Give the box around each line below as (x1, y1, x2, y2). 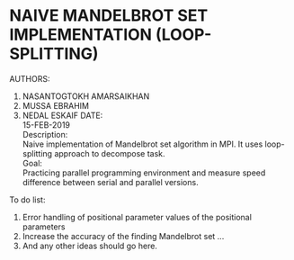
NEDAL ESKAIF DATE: (22, 110, 103, 121)
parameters (22, 221, 66, 232)
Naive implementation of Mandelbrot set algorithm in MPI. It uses (22, 139, 263, 149)
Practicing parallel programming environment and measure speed (22, 167, 266, 178)
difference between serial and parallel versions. (22, 176, 200, 187)
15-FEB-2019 (22, 119, 70, 130)
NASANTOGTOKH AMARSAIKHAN (22, 91, 150, 102)
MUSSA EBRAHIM (22, 100, 90, 111)
